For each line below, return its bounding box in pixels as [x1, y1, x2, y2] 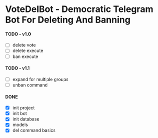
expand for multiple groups [12, 76, 69, 82]
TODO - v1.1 [5, 65, 30, 71]
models [12, 121, 28, 128]
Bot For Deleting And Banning [5, 14, 131, 25]
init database [12, 116, 40, 122]
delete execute [12, 47, 44, 53]
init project [12, 105, 35, 111]
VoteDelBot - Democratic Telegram [5, 3, 154, 15]
